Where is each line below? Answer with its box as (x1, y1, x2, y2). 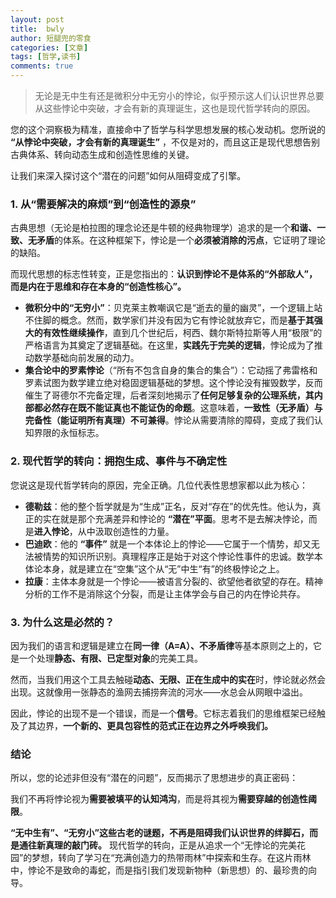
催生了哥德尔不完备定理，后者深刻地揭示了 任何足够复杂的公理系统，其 (24, 389, 315, 401)
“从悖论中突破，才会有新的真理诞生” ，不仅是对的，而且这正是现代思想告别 (10, 136, 320, 148)
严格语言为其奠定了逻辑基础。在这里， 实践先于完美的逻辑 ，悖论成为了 (24, 339, 315, 351)
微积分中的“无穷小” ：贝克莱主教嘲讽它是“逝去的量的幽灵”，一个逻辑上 (24, 302, 315, 314)
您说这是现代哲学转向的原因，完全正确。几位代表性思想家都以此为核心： (10, 479, 308, 491)
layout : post (10, 14, 65, 25)
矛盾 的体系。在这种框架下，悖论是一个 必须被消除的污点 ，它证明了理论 (36, 234, 326, 246)
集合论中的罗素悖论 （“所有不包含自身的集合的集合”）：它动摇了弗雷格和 (24, 364, 318, 376)
